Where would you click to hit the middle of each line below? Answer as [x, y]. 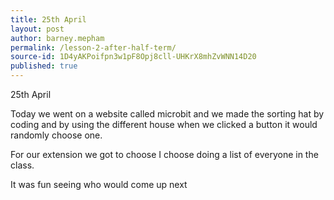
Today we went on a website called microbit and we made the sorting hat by [167, 114]
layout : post [37, 29]
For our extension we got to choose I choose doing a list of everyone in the [164, 154]
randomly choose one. [56, 135]
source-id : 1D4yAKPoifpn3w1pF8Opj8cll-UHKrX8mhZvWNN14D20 [133, 57]
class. [22, 165]
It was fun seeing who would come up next [99, 184]
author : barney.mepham [57, 38]
